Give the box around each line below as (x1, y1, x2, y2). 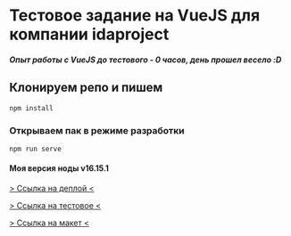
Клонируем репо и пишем (9, 80, 163, 95)
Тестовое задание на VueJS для (9, 5, 261, 26)
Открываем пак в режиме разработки (9, 124, 185, 136)
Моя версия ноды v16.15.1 (9, 163, 110, 174)
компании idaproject (9, 24, 170, 45)
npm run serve (9, 144, 62, 153)
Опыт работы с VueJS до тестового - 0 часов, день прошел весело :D (9, 54, 282, 65)
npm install (9, 103, 54, 112)
